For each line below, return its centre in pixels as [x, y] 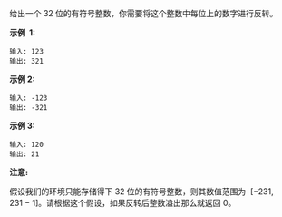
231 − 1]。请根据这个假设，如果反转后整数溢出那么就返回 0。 [123, 203]
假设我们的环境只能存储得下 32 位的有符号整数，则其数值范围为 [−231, [141, 192]
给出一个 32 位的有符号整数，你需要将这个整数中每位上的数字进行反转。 [144, 13]
